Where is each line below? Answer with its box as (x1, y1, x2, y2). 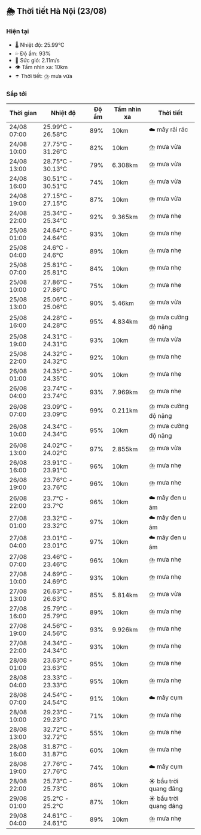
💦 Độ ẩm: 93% (14, 50, 51, 57)
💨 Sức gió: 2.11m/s (14, 56, 60, 64)
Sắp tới (6, 89, 27, 98)
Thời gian (9, 109, 37, 117)
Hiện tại (6, 27, 29, 35)
